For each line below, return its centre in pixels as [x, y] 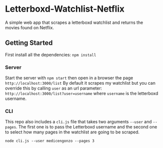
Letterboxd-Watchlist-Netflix [65, 9]
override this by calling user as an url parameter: [54, 88]
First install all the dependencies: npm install [51, 55]
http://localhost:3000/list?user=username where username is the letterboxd [82, 93]
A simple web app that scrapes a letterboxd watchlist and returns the [74, 22]
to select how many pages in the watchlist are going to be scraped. [72, 132]
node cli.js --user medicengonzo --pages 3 [50, 141]
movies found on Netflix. [30, 27]
